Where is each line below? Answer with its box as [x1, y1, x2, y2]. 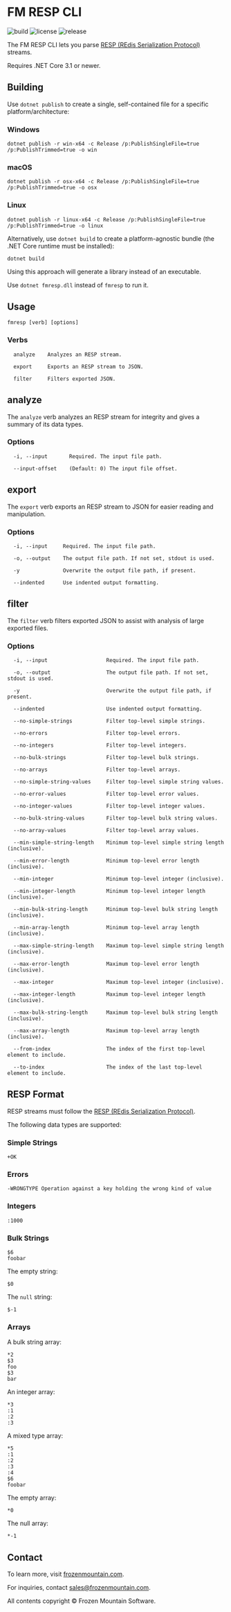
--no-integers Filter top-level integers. [13, 742, 187, 749]
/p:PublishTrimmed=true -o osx [7, 185, 98, 192]
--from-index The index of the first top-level [13, 1046, 206, 1053]
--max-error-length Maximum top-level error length [13, 960, 199, 968]
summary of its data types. [7, 420, 84, 428]
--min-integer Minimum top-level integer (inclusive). [13, 876, 225, 883]
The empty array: [7, 1493, 57, 1502]
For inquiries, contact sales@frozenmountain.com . [7, 1584, 151, 1592]
